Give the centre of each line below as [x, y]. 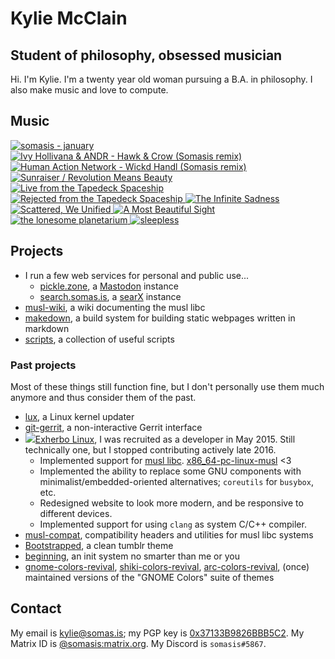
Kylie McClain [69, 18]
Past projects [43, 365]
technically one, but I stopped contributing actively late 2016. [150, 449]
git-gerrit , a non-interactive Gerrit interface [113, 427]
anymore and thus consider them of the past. [103, 397]
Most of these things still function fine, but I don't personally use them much [167, 386]
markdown [47, 328]
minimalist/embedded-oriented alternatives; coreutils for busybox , [176, 481]
